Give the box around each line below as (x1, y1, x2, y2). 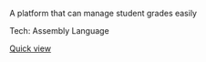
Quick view (9, 43, 52, 54)
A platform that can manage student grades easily (9, 8, 198, 18)
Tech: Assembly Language (9, 26, 109, 36)
